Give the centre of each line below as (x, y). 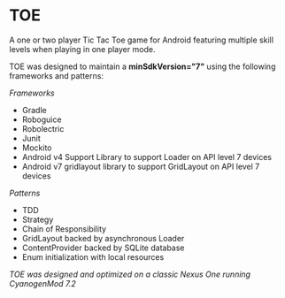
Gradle (34, 110)
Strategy (38, 219)
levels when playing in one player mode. (82, 49)
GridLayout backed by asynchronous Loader (103, 238)
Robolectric (43, 128)
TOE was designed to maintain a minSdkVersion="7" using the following (142, 66)
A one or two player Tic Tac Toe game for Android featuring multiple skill (142, 40)
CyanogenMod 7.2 (43, 283)
